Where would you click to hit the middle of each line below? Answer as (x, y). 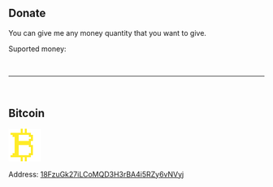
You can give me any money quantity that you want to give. (108, 33)
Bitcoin (27, 113)
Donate (27, 13)
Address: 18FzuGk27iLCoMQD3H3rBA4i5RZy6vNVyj (96, 174)
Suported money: (37, 49)
